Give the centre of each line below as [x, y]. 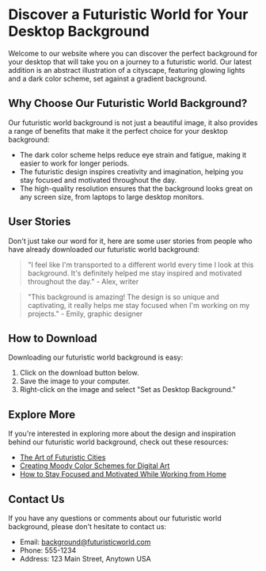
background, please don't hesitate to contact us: [87, 527]
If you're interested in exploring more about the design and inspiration [122, 434]
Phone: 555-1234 [48, 550]
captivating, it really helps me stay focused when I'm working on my [139, 305]
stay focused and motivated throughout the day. [98, 180]
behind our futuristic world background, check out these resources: [119, 442]
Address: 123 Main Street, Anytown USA [85, 559]
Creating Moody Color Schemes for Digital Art [95, 466]
